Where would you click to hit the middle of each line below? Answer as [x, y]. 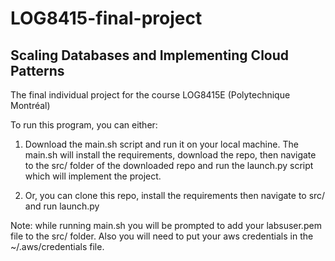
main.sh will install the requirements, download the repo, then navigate [170, 155]
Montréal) [30, 105]
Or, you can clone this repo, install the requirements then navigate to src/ [175, 195]
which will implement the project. [93, 176]
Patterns [37, 70]
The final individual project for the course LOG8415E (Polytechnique [150, 95]
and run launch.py [62, 206]
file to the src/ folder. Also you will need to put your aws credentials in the [162, 236]
